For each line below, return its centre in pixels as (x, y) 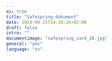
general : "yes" (24, 44)
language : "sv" (24, 49)
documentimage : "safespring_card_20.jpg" (57, 38)
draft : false (22, 28)
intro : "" (18, 33)
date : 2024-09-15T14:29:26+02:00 (46, 22)
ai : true (17, 11)
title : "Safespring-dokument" (43, 17)
